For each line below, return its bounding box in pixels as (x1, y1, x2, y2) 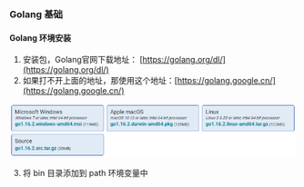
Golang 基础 (9, 7, 64, 20)
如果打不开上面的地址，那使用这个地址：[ (22, 75, 177, 86)
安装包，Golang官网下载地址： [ (22, 54, 143, 65)
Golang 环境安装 (9, 32, 71, 43)
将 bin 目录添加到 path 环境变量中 (22, 167, 148, 178)
